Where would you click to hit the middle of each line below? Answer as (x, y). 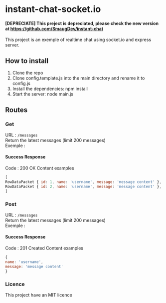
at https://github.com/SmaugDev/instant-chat (54, 28)
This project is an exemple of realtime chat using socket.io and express (78, 40)
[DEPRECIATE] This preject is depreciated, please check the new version (82, 23)
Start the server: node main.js (43, 94)
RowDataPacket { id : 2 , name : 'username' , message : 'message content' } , (83, 186)
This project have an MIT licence (39, 295)
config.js (21, 83)
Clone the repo (28, 73)
